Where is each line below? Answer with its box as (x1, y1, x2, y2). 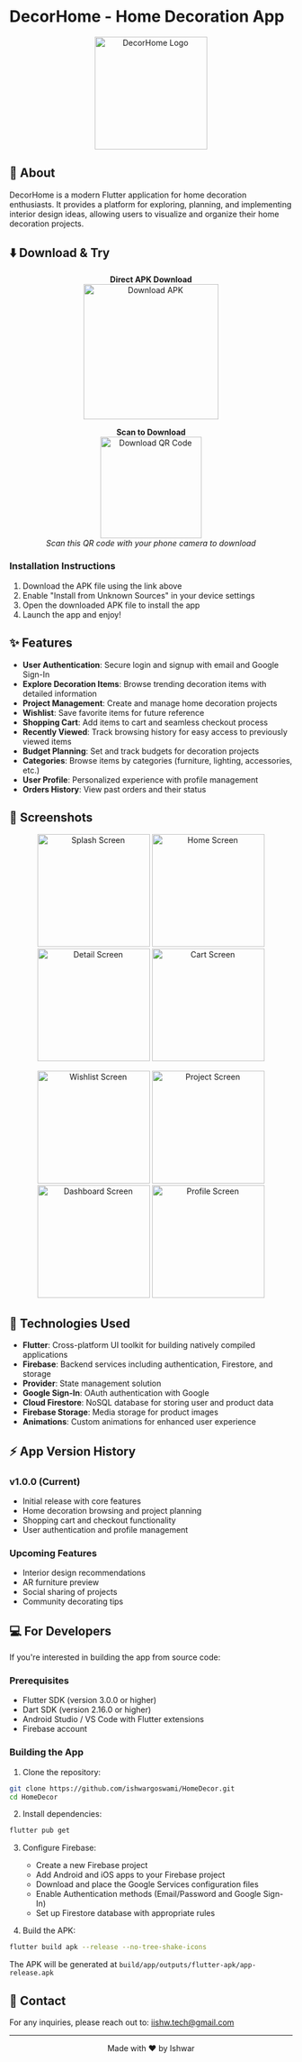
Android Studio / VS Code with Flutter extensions (22, 1714, 205, 1725)
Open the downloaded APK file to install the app (22, 600, 200, 610)
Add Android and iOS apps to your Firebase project (35, 1869, 226, 1881)
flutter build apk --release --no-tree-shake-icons (9, 1943, 207, 1952)
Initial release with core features (22, 1495, 142, 1507)
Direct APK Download (110, 273, 192, 285)
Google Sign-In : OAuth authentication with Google (22, 1388, 209, 1398)
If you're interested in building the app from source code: (9, 1652, 221, 1663)
